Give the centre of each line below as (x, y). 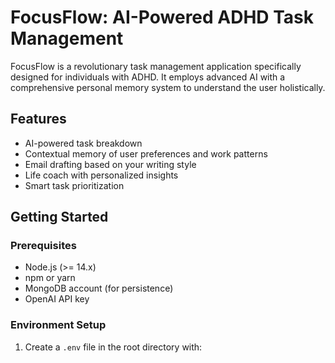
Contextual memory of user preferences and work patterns (146, 153)
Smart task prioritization (74, 185)
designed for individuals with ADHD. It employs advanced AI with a (148, 77)
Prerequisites (43, 246)
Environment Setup (58, 325)
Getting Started (59, 217)
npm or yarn (50, 278)
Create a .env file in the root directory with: (113, 347)
